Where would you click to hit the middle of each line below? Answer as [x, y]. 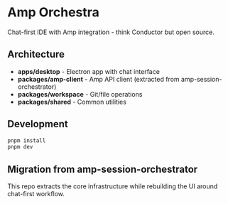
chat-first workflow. [36, 194]
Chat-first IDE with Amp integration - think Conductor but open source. [111, 32]
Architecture [36, 54]
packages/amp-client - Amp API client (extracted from [98, 79]
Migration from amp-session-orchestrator [103, 169]
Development [38, 124]
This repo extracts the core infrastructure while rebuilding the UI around [113, 186]
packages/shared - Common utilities [72, 102]
